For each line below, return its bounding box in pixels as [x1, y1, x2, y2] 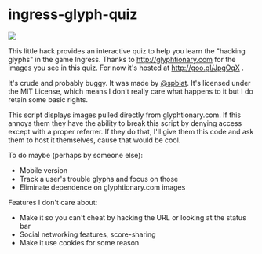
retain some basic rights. [8, 94, 89, 104]
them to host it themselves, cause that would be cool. [8, 135, 181, 145]
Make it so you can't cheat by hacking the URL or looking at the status [19, 212, 247, 222]
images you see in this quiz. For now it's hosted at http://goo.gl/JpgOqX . [8, 63, 245, 72]
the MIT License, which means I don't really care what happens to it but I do [8, 87, 253, 96]
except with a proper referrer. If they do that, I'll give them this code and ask [8, 127, 254, 136]
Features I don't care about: [8, 197, 98, 207]
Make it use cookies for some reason [19, 237, 140, 247]
